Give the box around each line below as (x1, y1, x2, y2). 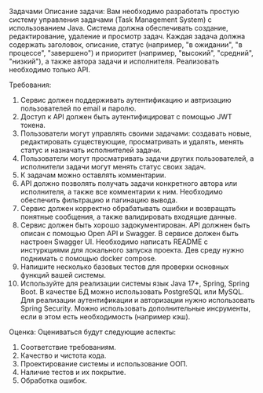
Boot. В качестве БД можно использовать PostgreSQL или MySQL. (20, 287, 244, 297)
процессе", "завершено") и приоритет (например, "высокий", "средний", (9, 49, 254, 57)
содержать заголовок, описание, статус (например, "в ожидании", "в (9, 40, 243, 49)
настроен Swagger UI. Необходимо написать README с (20, 237, 209, 246)
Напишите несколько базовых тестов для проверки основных (20, 262, 229, 271)
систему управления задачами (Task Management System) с (9, 15, 213, 24)
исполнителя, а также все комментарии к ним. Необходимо (20, 187, 223, 196)
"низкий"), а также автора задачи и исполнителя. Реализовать (9, 56, 220, 66)
